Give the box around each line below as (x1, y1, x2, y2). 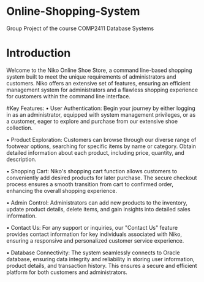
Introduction (6, 46, 71, 60)
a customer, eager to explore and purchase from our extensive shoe (6, 117, 178, 125)
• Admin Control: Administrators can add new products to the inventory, (6, 198, 188, 206)
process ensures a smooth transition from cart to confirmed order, (6, 180, 173, 188)
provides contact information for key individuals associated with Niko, (6, 230, 183, 238)
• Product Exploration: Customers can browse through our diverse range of (6, 136, 197, 143)
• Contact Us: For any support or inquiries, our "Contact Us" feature (6, 224, 178, 231)
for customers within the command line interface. (6, 92, 130, 100)
